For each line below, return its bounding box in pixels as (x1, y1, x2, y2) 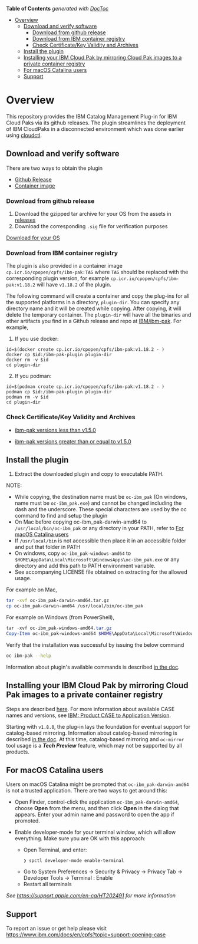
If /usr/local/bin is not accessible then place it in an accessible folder (14, 537, 187, 544)
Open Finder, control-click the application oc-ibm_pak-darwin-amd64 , (14, 798, 180, 805)
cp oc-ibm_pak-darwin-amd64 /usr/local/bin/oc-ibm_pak (6, 603, 144, 609)
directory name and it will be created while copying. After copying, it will (6, 305, 181, 312)
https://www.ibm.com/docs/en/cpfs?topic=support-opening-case (6, 931, 166, 938)
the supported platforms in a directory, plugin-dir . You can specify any (6, 299, 180, 306)
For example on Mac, (6, 586, 58, 593)
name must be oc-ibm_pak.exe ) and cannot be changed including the (14, 499, 182, 506)
